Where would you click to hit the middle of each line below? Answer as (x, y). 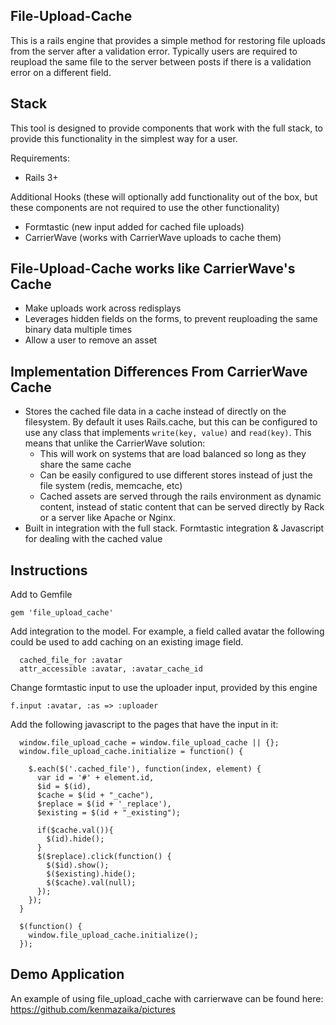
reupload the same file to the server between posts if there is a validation (161, 61)
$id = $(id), (64, 787)
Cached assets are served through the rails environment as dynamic (180, 496)
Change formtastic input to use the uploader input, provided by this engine (164, 688)
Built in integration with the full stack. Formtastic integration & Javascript (174, 528)
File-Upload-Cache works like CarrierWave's (153, 269)
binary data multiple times (78, 330)
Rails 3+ (41, 177)
